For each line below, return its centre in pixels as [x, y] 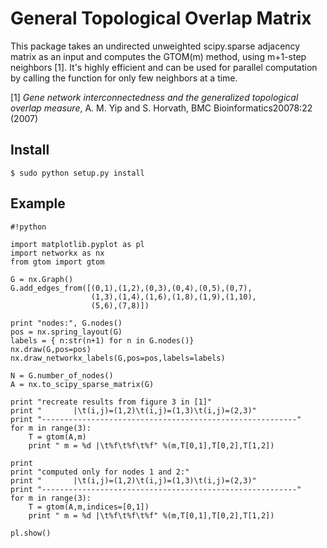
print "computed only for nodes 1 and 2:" [100, 472]
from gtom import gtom [57, 262]
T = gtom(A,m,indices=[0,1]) [89, 507]
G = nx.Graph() [42, 279]
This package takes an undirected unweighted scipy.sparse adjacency [155, 46]
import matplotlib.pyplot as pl [77, 244]
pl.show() [31, 533]
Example [38, 203]
